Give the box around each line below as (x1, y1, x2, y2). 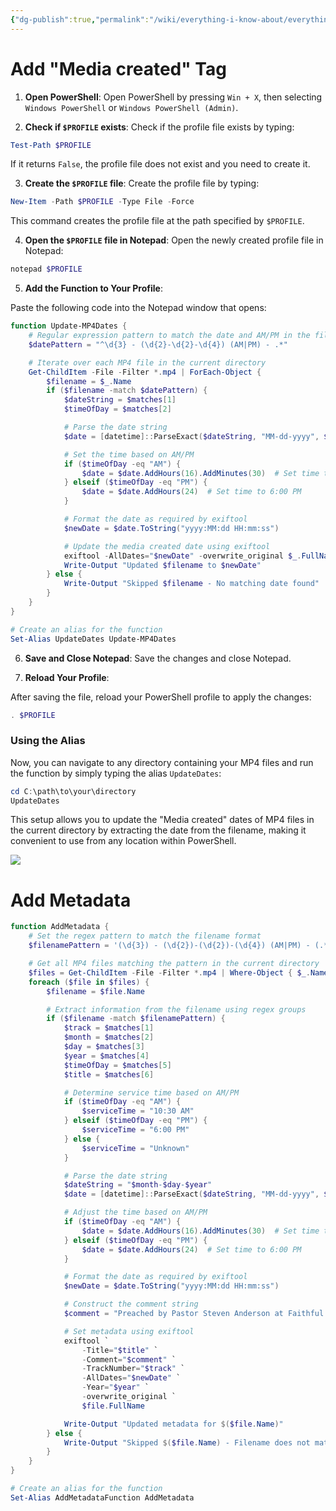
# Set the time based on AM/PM (63, 449, 195, 460)
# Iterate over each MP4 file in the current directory (28, 357, 267, 368)
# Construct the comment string (63, 1299, 199, 1310)
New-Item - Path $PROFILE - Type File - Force (10, 197, 195, 207)
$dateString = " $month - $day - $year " (63, 1180, 213, 1190)
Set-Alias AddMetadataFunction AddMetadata (10, 1492, 195, 1503)
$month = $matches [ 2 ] (63, 1032, 155, 1043)
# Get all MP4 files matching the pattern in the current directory (28, 959, 320, 969)
